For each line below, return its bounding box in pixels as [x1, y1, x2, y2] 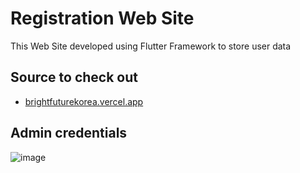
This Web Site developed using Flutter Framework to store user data [10, 40, 292, 52]
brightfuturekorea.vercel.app [24, 95, 144, 107]
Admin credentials [10, 125, 128, 142]
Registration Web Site [10, 7, 195, 30]
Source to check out [10, 69, 139, 86]
